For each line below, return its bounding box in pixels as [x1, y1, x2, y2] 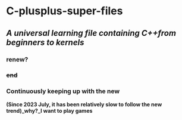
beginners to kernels [6, 37, 84, 47]
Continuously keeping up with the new [6, 87, 120, 96]
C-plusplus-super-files [6, 4, 123, 18]
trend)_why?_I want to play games [6, 107, 93, 114]
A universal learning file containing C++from [6, 28, 177, 38]
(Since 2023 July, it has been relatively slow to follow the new [6, 100, 162, 108]
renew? [6, 55, 29, 63]
